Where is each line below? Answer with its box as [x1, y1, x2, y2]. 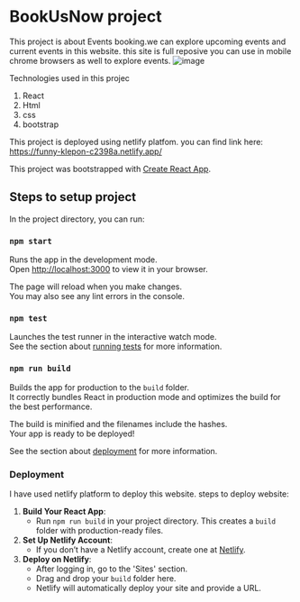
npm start [9, 236, 52, 246]
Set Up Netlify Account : [22, 534, 114, 545]
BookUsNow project [9, 6, 162, 27]
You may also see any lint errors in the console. [9, 291, 185, 302]
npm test [9, 313, 48, 324]
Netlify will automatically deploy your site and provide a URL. [35, 582, 261, 593]
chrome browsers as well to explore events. [9, 55, 171, 66]
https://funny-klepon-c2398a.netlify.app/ [9, 146, 162, 157]
